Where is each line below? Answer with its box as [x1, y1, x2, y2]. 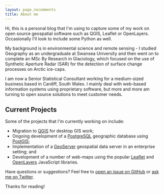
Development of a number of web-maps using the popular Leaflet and [12, 154, 154, 160]
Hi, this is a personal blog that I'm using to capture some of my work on [5, 25, 150, 31]
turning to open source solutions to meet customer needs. [5, 91, 123, 97]
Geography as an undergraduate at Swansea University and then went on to [5, 50, 159, 56]
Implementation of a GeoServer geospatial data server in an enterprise [12, 143, 155, 150]
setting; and [12, 149, 37, 155]
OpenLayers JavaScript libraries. [12, 159, 79, 165]
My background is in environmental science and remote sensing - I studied [5, 45, 157, 51]
